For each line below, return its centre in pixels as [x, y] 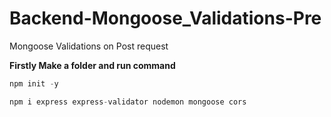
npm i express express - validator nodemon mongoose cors [128, 102]
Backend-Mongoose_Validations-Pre [165, 18]
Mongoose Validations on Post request [89, 46]
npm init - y [34, 83]
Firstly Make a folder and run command [92, 65]
